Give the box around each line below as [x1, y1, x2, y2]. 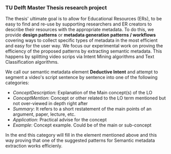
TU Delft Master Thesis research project [5, 4, 107, 11]
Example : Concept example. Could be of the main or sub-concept [12, 122, 152, 129]
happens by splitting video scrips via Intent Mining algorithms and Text [5, 54, 155, 60]
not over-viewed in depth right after [12, 100, 88, 107]
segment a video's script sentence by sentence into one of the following [5, 74, 158, 81]
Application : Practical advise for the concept [12, 117, 107, 123]
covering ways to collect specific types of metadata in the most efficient [5, 37, 158, 43]
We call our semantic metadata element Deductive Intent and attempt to [5, 69, 158, 75]
